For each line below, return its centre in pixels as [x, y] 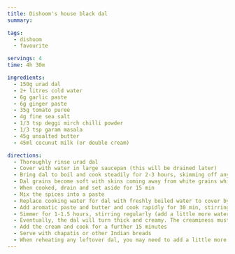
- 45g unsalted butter [47, 136]
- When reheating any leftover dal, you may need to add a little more [120, 240]
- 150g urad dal [37, 84]
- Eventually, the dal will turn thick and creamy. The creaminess [114, 220]
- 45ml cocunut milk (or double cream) [72, 143]
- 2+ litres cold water [48, 91]
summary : [20, 20]
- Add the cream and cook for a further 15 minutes [91, 227]
